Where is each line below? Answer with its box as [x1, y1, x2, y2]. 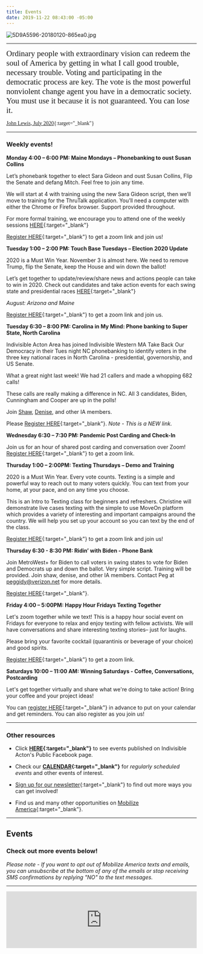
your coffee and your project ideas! [6, 692, 94, 699]
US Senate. [6, 360, 34, 367]
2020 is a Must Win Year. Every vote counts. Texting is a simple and [6, 473, 175, 480]
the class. [6, 523, 31, 531]
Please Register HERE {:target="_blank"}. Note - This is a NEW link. [6, 420, 172, 427]
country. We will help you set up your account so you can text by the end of [6, 517, 195, 524]
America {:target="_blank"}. [14, 806, 83, 813]
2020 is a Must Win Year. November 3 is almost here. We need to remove [6, 256, 189, 264]
